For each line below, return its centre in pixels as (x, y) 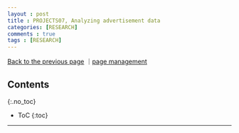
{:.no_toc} (22, 101)
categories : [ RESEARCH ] (43, 27)
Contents (28, 84)
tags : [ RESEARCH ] (34, 41)
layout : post (28, 14)
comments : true (31, 34)
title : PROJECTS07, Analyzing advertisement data (84, 21)
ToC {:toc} (33, 115)
